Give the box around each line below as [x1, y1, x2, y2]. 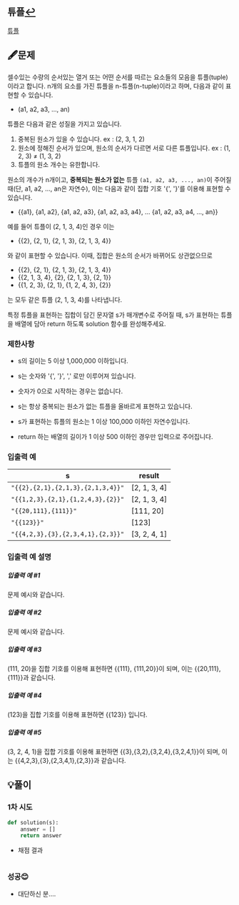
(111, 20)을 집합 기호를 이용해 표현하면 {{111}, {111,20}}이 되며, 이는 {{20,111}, [7, 664, 221, 673]
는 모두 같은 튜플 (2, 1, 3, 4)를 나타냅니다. [7, 295, 123, 304]
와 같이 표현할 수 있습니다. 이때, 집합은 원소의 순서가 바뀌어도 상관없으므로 [7, 251, 213, 260]
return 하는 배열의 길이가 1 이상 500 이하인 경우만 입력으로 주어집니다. [17, 432, 213, 440]
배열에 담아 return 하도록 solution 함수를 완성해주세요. [14, 319, 166, 328]
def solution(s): [7, 819, 59, 826]
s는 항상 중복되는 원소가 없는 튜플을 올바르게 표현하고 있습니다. [17, 402, 193, 410]
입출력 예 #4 [7, 691, 42, 699]
